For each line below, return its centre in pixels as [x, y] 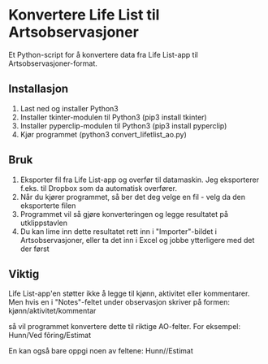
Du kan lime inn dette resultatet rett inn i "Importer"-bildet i [119, 231]
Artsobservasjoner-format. [53, 63]
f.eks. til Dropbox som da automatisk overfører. [98, 188]
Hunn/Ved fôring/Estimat [50, 336]
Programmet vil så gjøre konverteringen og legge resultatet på [124, 214]
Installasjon [39, 89]
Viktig [24, 274]
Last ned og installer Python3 [69, 108]
